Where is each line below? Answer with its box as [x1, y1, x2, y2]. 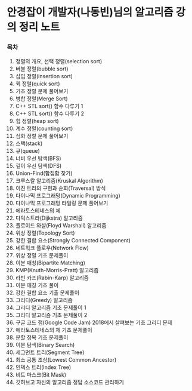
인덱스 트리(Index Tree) [15, 364, 71, 371]
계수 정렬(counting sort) [15, 125, 73, 132]
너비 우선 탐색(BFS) [15, 155, 61, 162]
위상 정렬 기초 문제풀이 [15, 252, 69, 259]
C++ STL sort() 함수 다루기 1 [15, 103, 83, 110]
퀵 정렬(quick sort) [15, 80, 60, 87]
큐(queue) [15, 147, 41, 155]
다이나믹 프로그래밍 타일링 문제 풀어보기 [15, 199, 109, 207]
